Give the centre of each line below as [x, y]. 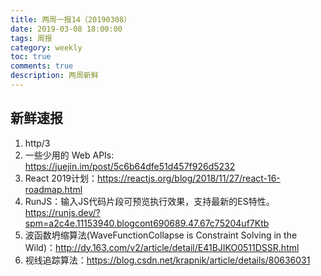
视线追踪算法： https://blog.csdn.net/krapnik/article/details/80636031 [167, 260]
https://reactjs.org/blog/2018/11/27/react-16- [189, 178]
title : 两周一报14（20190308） [71, 19]
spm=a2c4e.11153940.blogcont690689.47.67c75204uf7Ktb [147, 223]
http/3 [37, 143]
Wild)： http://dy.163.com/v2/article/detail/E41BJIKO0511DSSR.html [162, 247]
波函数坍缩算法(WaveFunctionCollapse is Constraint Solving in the [161, 235]
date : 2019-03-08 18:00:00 [66, 29]
